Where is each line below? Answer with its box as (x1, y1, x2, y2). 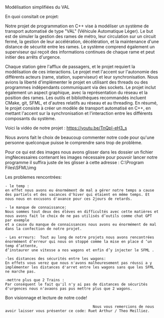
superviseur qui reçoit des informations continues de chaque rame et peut (5, 49, 155, 55)
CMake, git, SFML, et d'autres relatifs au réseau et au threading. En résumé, (5, 100, 158, 106)
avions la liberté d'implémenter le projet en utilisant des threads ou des (5, 79, 148, 85)
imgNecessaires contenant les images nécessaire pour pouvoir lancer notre (5, 154, 158, 160)
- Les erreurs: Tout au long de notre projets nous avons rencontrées (5, 235, 154, 240)
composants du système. (5, 116, 56, 121)
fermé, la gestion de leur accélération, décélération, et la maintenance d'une (5, 39, 159, 44)
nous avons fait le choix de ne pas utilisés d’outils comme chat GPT (5, 213, 152, 218)
